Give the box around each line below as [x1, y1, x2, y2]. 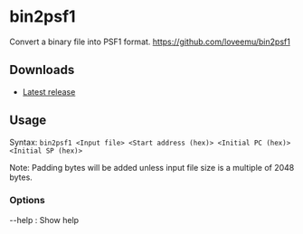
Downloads [9, 62, 75, 78]
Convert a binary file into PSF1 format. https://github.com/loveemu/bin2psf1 [9, 36, 291, 47]
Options [9, 194, 45, 207]
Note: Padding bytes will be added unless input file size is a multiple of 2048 [9, 162, 295, 173]
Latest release [22, 86, 76, 97]
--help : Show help [9, 214, 80, 225]
